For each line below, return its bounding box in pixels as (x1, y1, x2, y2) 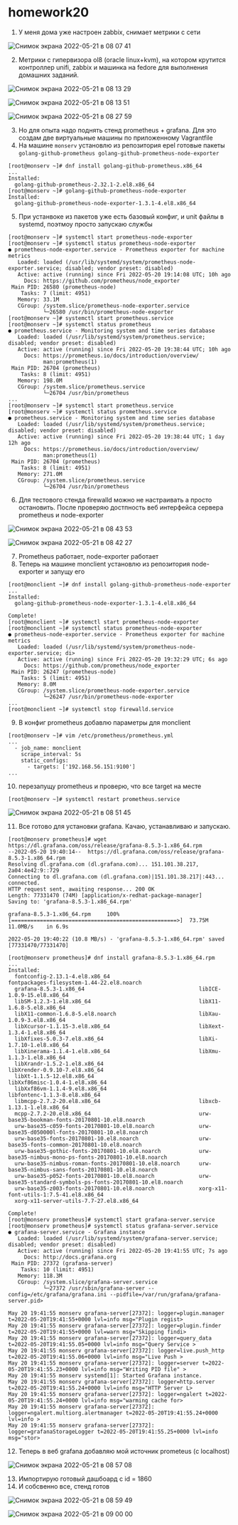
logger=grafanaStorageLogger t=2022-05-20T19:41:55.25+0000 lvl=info (8, 1428, 219, 1435)
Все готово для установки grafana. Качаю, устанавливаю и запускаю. (18, 822, 231, 830)
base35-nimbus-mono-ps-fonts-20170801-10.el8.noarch (8, 1154, 168, 1161)
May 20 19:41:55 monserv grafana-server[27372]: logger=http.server (8, 1378, 215, 1385)
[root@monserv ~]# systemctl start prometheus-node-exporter (8, 233, 193, 241)
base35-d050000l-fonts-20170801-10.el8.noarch (8, 1129, 148, 1136)
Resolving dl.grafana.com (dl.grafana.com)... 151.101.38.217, (8, 860, 200, 868)
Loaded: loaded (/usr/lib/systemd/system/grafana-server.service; (17, 1234, 219, 1242)
